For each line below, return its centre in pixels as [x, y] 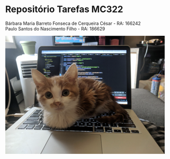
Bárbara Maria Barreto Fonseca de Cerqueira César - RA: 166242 [73, 23]
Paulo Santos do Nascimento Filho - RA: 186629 [55, 28]
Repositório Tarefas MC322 [64, 9]
